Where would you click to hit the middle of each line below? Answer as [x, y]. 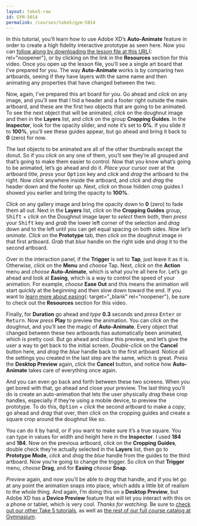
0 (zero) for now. [26, 138]
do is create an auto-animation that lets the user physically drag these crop [97, 394]
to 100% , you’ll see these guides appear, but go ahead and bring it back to [96, 131]
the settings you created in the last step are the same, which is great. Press [97, 358]
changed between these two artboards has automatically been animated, [94, 333]
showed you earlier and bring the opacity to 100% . [67, 193]
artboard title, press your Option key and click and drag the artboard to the [97, 174]
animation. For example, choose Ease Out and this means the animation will [97, 284]
